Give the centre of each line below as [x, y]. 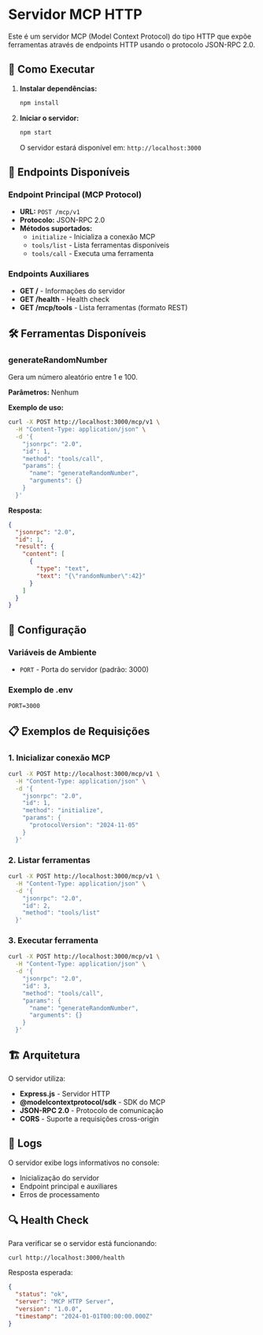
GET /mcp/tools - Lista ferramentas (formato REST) [104, 308]
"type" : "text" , [63, 569]
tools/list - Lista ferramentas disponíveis [100, 245]
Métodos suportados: [56, 228]
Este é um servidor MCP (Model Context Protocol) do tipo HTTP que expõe [130, 36]
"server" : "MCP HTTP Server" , [65, 1302]
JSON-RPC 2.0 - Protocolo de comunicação [91, 1110]
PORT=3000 [24, 706]
